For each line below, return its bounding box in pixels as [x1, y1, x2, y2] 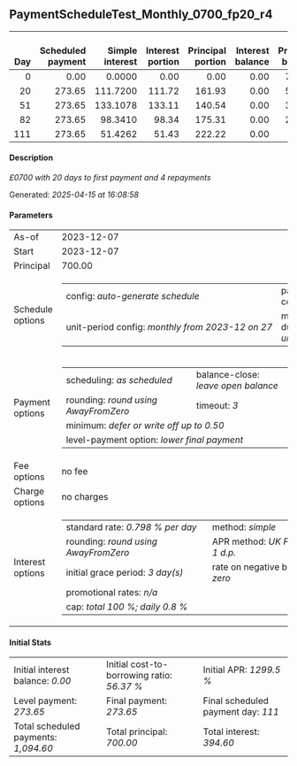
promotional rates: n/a [65, 586, 158, 599]
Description [9, 152, 54, 163]
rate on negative [211, 561, 280, 573]
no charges [61, 491, 109, 503]
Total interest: [202, 725, 260, 738]
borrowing [105, 670, 149, 682]
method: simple [211, 521, 277, 533]
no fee [61, 465, 88, 478]
